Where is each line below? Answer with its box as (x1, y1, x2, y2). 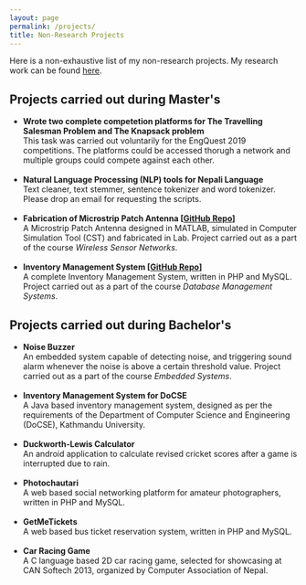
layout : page (9, 13, 59, 23)
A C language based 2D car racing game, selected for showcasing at (22, 555, 282, 566)
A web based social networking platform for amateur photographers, (22, 487, 281, 498)
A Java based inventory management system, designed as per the (22, 399, 272, 410)
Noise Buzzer (22, 342, 76, 352)
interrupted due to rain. (22, 458, 111, 469)
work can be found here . (9, 65, 102, 76)
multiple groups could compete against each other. (22, 154, 215, 165)
